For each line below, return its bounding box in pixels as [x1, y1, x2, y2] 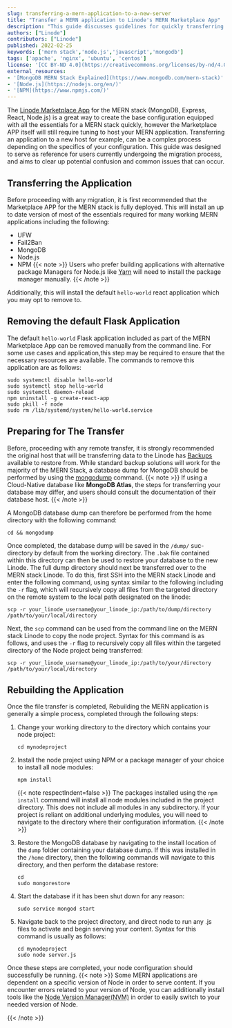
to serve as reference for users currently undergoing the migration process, [7, 150, 222, 159]
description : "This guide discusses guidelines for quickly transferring [7, 23, 224, 30]
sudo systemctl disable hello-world [7, 377, 113, 384]
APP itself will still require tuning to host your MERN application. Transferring [7, 128, 225, 137]
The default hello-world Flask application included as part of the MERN [7, 334, 211, 342]
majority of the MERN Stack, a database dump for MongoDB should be [7, 466, 209, 474]
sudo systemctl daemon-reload [7, 388, 95, 395]
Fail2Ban [17, 238, 43, 246]
